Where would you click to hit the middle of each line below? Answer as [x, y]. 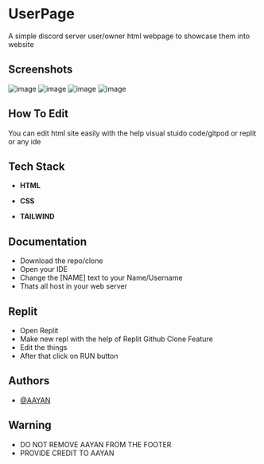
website [21, 44]
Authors [29, 381]
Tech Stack [37, 166]
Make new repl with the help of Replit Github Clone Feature [116, 339]
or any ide [25, 141]
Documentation [48, 241]
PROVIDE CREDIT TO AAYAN [67, 453]
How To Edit [39, 114]
